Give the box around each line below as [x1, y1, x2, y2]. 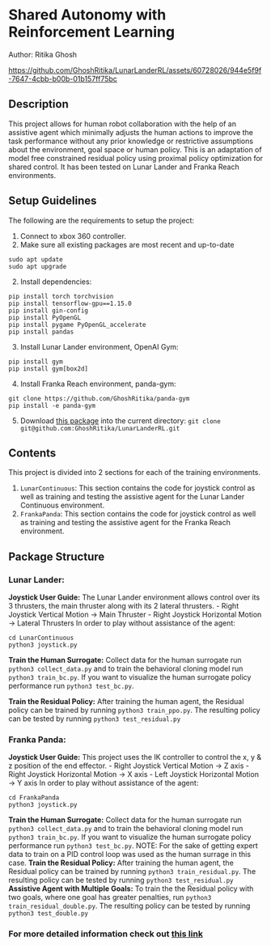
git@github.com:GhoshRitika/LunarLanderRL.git [19, 424, 180, 432]
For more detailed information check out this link [8, 928, 204, 940]
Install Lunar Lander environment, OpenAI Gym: [19, 341, 180, 351]
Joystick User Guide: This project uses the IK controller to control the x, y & [8, 753, 261, 762]
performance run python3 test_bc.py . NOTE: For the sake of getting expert [8, 841, 259, 851]
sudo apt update [8, 255, 63, 264]
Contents [8, 446, 57, 460]
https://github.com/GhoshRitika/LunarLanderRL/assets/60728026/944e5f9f [8, 65, 262, 74]
